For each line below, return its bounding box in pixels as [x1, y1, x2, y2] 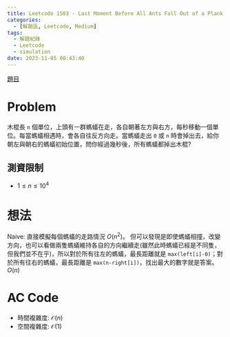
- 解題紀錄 [13, 36, 41, 43]
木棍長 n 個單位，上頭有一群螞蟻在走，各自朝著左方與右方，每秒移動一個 [7, 122, 213, 131]
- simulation [13, 49, 51, 56]
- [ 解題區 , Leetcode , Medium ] [13, 23, 97, 30]
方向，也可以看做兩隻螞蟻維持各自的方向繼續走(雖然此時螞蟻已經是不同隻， [7, 241, 221, 249]
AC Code [7, 290, 59, 305]
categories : [7, 17, 41, 23]
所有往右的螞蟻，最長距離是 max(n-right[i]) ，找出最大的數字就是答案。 [12, 258, 218, 266]
